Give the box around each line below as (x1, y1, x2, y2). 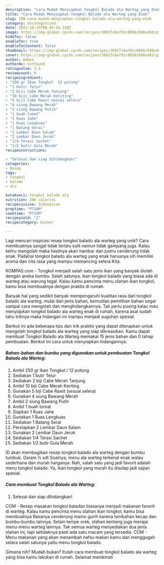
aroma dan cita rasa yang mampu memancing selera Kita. (5, 258, 121, 264)
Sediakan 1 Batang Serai (12, 419, 61, 425)
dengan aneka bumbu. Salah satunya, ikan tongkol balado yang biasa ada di (5, 273, 158, 279)
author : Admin (5, 57, 35, 62)
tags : (5, 170, 17, 175)
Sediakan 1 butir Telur (12, 372, 56, 378)
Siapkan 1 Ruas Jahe (12, 409, 54, 415)
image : (5, 30, 19, 35)
